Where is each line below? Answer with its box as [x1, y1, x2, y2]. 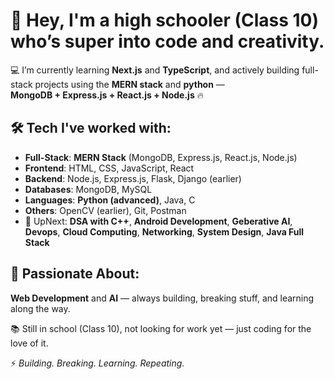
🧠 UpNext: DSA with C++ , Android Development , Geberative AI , [24, 215, 293, 227]
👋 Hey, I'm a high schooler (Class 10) [10, 9, 320, 32]
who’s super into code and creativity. [10, 30, 325, 53]
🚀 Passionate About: [10, 265, 140, 283]
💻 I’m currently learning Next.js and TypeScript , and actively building [10, 64, 300, 76]
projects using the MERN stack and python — [34, 78, 225, 90]
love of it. [10, 337, 49, 349]
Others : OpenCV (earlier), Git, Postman [24, 204, 187, 216]
